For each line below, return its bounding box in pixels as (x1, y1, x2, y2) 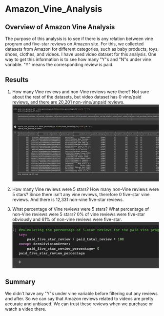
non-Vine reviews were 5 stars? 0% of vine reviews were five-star (12, 211, 145, 217)
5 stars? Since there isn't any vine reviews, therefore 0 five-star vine (12, 191, 150, 197)
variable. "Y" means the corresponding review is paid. (5, 62, 114, 67)
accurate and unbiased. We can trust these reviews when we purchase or (5, 301, 153, 307)
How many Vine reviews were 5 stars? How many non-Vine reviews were (12, 186, 159, 192)
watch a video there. (5, 306, 46, 312)
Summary (5, 278, 36, 286)
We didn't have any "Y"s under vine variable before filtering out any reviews (5, 291, 158, 296)
